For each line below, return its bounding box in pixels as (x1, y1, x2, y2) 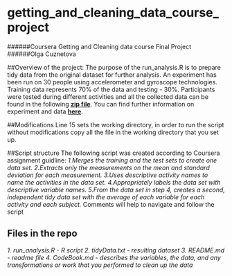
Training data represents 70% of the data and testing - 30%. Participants (7, 85, 215, 93)
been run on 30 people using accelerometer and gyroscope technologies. (7, 77, 218, 86)
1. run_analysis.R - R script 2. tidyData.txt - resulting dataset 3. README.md (7, 246, 225, 254)
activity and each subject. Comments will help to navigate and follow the (7, 200, 215, 208)
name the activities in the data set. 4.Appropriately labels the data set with (7, 178, 221, 186)
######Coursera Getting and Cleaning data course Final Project (7, 42, 192, 50)
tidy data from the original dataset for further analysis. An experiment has (7, 71, 217, 79)
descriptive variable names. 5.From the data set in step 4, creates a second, (7, 185, 225, 194)
